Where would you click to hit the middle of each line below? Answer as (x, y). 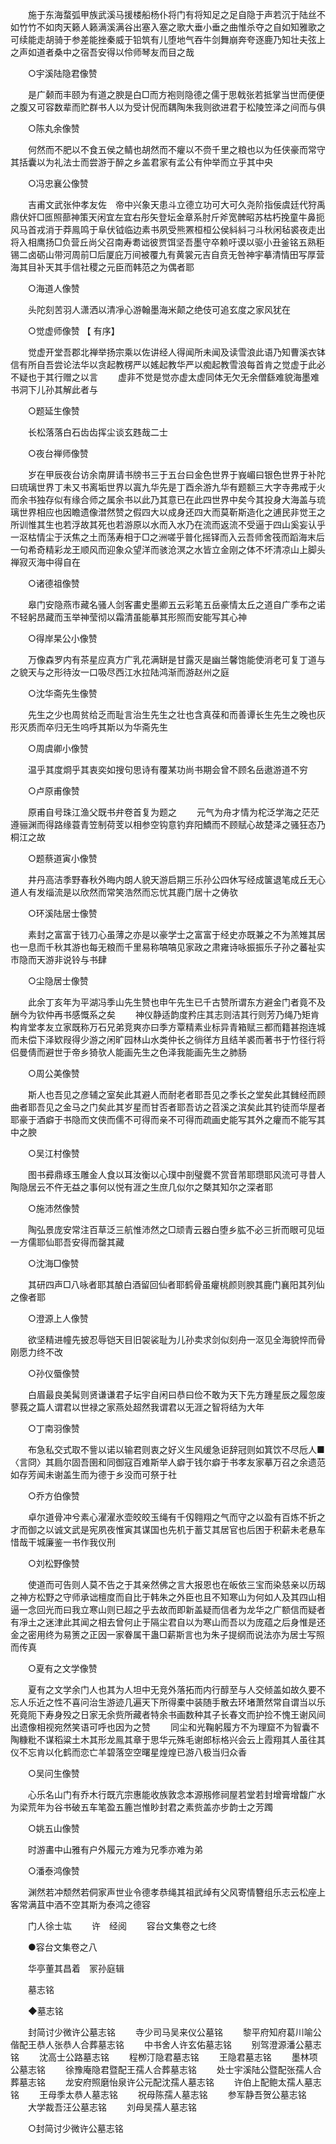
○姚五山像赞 (53, 1828)
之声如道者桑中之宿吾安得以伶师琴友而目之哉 (102, 52)
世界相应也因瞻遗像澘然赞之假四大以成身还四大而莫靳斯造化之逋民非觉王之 (172, 512)
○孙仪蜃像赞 (53, 1373)
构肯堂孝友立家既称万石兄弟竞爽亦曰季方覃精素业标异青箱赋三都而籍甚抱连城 (168, 1027)
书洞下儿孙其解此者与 (54, 389)
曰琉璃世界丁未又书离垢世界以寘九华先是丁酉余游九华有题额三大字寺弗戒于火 (168, 487)
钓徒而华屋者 (299, 1107)
